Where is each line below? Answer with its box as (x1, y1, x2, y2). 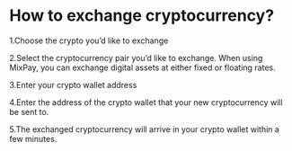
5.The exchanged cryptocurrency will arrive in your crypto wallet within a (9, 123, 280, 135)
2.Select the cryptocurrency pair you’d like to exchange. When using (9, 52, 263, 63)
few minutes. (9, 133, 58, 144)
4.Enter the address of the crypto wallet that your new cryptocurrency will (9, 96, 283, 108)
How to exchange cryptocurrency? (9, 5, 275, 26)
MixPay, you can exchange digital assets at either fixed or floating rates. (9, 62, 276, 73)
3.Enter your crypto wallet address (9, 79, 137, 90)
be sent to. (9, 106, 49, 117)
